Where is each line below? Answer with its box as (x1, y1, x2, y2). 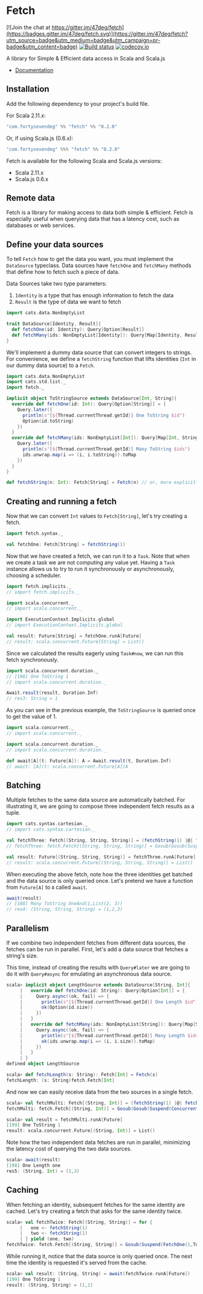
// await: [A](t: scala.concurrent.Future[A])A (6, 764, 129, 770)
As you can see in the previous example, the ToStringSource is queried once (6, 707, 196, 714)
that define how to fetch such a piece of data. (6, 268, 120, 276)
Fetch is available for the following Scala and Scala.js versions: (6, 157, 163, 164)
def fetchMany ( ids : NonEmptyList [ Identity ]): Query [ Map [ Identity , (11, 332, 182, 338)
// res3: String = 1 (6, 696, 59, 702)
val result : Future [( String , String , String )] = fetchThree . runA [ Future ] (6, 854, 196, 860)
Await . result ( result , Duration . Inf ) (6, 690, 98, 696)
